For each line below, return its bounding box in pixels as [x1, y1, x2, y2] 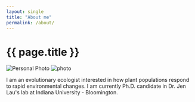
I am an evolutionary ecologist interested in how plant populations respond [6, 76, 190, 84]
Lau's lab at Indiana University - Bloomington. [6, 89, 118, 96]
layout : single [6, 8, 44, 15]
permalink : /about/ [6, 20, 55, 26]
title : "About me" [6, 14, 52, 20]
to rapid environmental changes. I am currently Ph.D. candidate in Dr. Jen [6, 82, 186, 90]
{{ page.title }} [6, 45, 80, 59]
